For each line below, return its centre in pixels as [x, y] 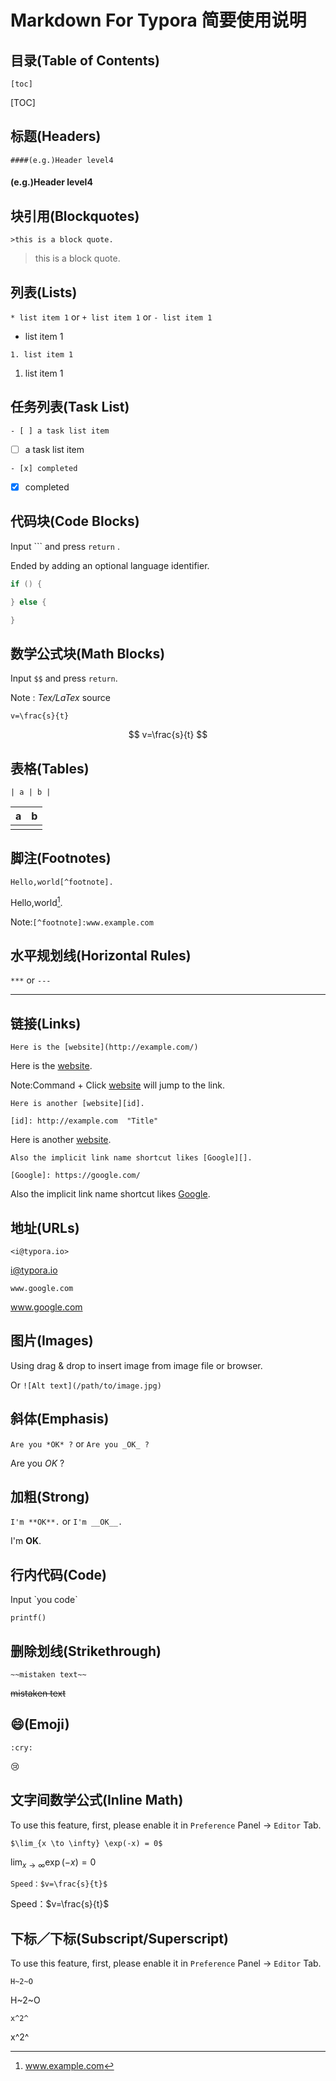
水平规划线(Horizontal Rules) [101, 955]
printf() [28, 1618]
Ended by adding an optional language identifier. [110, 565]
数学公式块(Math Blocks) [88, 653]
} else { [28, 602]
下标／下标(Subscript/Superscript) [119, 1938]
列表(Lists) [44, 292]
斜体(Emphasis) [60, 1419]
